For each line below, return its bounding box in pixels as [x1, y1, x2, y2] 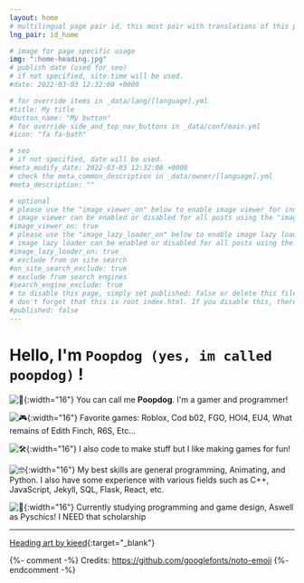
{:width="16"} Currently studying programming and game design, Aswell [24, 502, 294, 512]
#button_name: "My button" [9, 113, 111, 122]
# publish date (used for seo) [9, 63, 128, 72]
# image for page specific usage [9, 46, 136, 55]
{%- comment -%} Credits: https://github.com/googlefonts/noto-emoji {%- [9, 554, 290, 566]
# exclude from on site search [9, 255, 128, 264]
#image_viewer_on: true [9, 222, 100, 231]
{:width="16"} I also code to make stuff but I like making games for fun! [25, 443, 291, 454]
